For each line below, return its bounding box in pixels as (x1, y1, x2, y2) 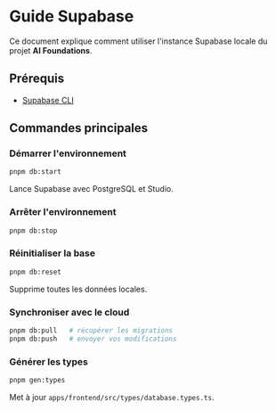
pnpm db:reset (9, 267, 62, 276)
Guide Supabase (9, 6, 134, 27)
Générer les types (9, 355, 89, 367)
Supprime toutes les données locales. (9, 284, 148, 294)
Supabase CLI (21, 95, 74, 105)
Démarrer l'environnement (9, 147, 127, 160)
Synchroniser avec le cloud (9, 306, 130, 318)
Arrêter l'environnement (9, 206, 117, 218)
